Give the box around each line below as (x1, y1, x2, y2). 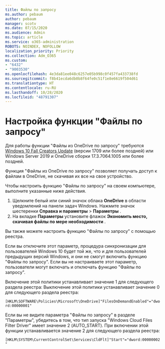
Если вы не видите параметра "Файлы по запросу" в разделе (5, 312, 135, 318)
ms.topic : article (5, 35, 43, 40)
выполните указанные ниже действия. (5, 188, 86, 194)
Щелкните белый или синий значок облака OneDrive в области (12, 198, 146, 204)
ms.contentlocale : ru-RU (5, 85, 56, 90)
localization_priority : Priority (5, 48, 74, 53)
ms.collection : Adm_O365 (5, 53, 56, 58)
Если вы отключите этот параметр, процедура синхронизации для (5, 243, 146, 249)
